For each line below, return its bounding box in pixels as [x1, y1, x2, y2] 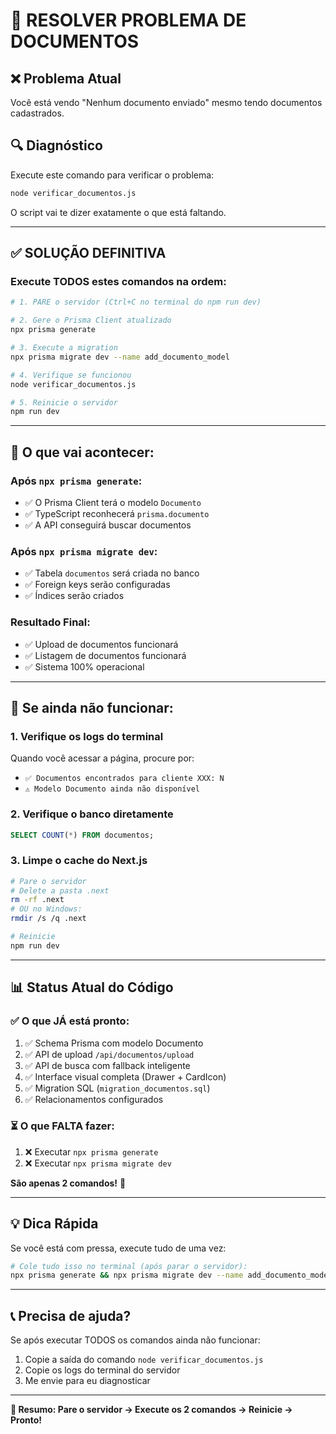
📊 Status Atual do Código [10, 979, 174, 996]
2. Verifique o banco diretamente [10, 807, 174, 821]
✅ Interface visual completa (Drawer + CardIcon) [24, 1070, 227, 1083]
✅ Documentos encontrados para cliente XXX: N [24, 774, 225, 784]
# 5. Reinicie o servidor [10, 397, 118, 408]
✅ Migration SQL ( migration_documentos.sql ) [24, 1082, 211, 1094]
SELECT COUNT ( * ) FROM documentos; [10, 830, 155, 840]
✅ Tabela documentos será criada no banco [24, 567, 200, 579]
